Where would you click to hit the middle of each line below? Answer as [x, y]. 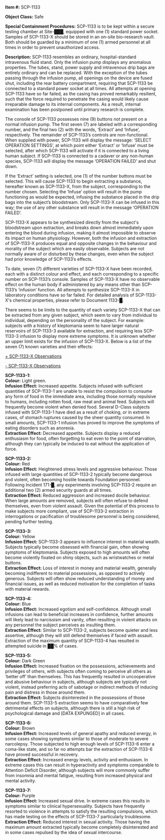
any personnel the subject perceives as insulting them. [61, 625]
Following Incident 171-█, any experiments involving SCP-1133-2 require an [81, 485]
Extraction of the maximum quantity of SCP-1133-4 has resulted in [72, 641]
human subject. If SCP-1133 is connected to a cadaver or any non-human [79, 156]
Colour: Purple [20, 795]
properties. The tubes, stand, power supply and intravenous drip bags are [80, 67]
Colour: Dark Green [25, 661]
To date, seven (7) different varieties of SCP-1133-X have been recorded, [79, 269]
